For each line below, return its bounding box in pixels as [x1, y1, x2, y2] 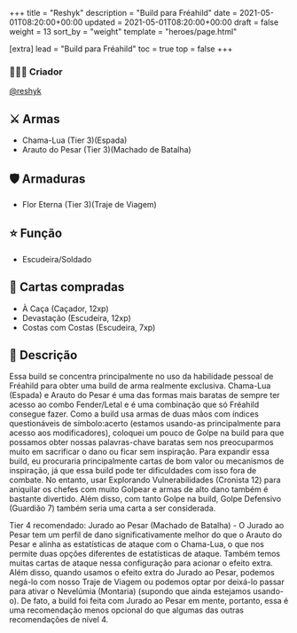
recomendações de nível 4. [9, 614, 109, 625]
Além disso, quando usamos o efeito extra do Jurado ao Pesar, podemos [9, 567, 275, 578]
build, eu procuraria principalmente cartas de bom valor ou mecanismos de [9, 456, 285, 466]
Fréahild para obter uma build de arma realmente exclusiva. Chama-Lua [9, 380, 271, 391]
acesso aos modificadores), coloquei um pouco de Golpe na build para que [9, 427, 285, 438]
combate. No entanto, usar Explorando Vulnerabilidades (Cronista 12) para [9, 474, 281, 486]
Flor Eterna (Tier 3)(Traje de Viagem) [21, 199, 157, 209]
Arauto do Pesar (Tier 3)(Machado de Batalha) [21, 145, 192, 155]
